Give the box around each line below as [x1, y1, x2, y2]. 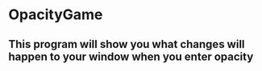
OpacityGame [8, 6, 103, 24]
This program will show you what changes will [8, 37, 245, 51]
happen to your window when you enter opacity [8, 49, 254, 63]
